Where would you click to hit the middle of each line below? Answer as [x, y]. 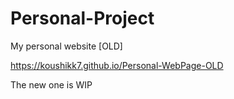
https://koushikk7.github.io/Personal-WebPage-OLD [117, 65]
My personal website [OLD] [66, 46]
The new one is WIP [51, 84]
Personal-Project [82, 18]
